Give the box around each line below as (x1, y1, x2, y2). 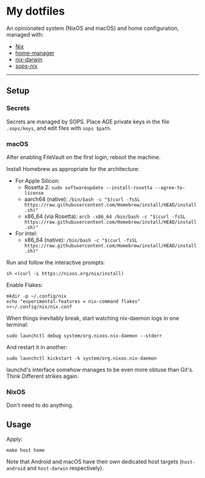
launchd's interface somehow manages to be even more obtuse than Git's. (6, 366, 194, 373)
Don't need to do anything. (6, 402, 74, 409)
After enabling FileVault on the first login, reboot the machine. (6, 153, 160, 161)
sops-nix (15, 62, 38, 70)
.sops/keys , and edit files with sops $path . (6, 124, 112, 132)
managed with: (6, 31, 44, 38)
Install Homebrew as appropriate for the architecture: (6, 165, 140, 172)
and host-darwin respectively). (27, 465, 104, 472)
